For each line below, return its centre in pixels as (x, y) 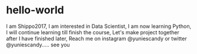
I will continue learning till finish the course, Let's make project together (93, 32)
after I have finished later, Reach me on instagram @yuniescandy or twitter (96, 38)
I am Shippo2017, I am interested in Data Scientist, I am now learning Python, (99, 26)
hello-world (35, 10)
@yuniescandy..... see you (38, 45)
